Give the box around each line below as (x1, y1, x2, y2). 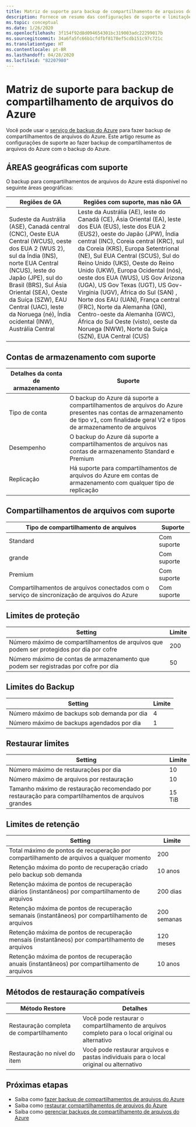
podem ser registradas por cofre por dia (9, 662, 119, 670)
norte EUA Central (9, 259, 59, 267)
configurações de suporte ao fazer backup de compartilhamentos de (6, 139, 172, 146)
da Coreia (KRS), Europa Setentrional (78, 244, 180, 253)
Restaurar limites (6, 738, 69, 749)
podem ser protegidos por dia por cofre (9, 645, 118, 653)
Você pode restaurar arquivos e (82, 1045, 169, 1053)
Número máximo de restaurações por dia (9, 766, 121, 774)
